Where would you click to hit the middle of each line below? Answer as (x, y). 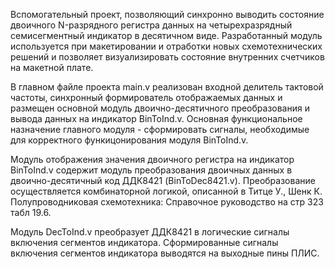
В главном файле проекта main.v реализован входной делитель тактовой (167, 87)
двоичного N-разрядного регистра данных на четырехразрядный (151, 25)
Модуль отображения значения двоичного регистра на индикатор (152, 159)
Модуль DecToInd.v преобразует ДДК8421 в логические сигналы (150, 232)
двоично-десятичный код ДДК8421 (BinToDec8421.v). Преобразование (163, 180)
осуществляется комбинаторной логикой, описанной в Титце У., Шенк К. (166, 191)
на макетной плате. (52, 67)
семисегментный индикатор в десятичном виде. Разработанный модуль (166, 35)
